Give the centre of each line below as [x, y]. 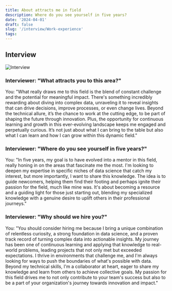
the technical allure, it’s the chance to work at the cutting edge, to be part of [85, 114]
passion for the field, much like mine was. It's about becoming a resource [83, 187]
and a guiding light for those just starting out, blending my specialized [79, 193]
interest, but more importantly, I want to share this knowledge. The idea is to [85, 176]
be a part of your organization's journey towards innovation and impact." [82, 283]
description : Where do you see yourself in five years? [66, 15]
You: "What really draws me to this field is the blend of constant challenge [83, 92]
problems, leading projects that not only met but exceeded [80, 250]
